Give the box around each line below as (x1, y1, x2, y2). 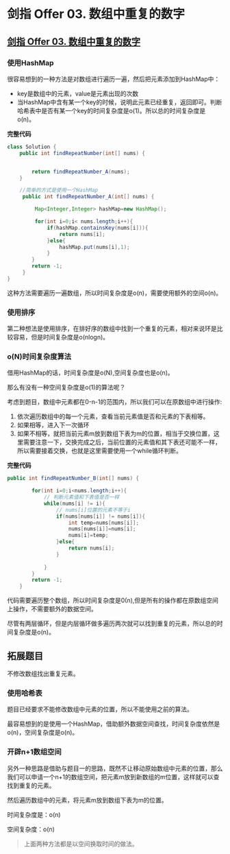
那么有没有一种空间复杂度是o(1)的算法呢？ (7, 383, 126, 392)
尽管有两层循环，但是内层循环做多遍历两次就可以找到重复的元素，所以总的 (7, 619, 217, 628)
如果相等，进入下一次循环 (16, 421, 90, 429)
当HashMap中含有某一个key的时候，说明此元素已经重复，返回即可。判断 (16, 97, 222, 106)
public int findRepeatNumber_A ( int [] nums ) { (22, 193, 155, 200)
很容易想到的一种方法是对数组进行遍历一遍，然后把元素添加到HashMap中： (7, 75, 220, 83)
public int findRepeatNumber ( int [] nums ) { (19, 150, 146, 156)
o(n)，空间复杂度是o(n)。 (7, 728, 79, 737)
